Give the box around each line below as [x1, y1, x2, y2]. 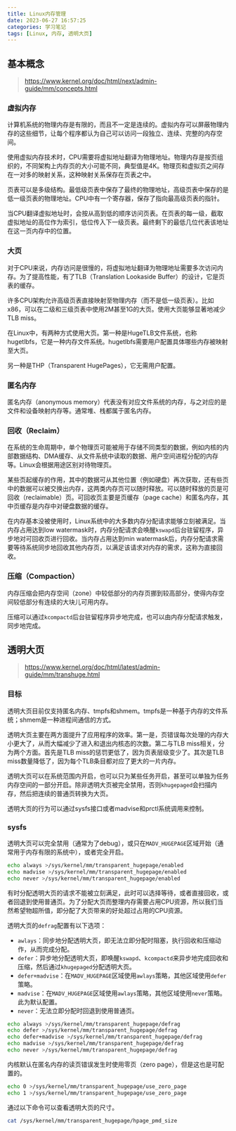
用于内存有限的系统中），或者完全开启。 [13, 848, 128, 856]
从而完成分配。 [29, 945, 74, 953]
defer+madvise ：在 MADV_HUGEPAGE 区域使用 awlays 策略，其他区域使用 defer [17, 971, 227, 980]
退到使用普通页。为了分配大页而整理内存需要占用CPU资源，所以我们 [19, 897, 218, 906]
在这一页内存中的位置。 [7, 226, 75, 236]
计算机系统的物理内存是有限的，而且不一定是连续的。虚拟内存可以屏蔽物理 [7, 120, 223, 129]
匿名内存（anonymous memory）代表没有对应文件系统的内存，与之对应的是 [7, 397, 227, 406]
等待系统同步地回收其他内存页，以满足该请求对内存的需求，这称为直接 [13, 543, 216, 552]
